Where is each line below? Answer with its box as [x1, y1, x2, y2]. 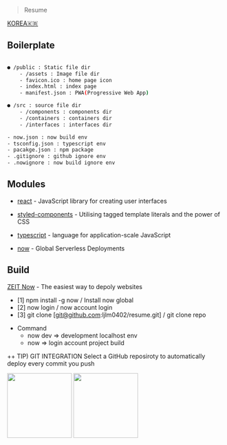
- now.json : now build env [7, 134, 88, 141]
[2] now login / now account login [17, 303, 113, 311]
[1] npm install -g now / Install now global [17, 296, 134, 304]
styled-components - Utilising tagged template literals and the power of [17, 210, 221, 218]
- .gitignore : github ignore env [7, 153, 107, 160]
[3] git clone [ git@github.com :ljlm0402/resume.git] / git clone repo [17, 310, 206, 319]
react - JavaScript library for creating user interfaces [17, 197, 167, 205]
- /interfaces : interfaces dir [19, 121, 112, 128]
